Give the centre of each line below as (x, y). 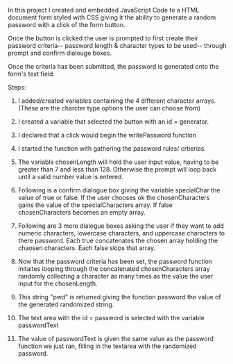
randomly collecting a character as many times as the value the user (115, 276)
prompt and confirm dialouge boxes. (60, 53)
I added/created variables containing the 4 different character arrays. (117, 101)
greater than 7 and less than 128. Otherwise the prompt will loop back (117, 169)
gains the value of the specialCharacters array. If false (95, 205)
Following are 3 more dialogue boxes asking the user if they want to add (121, 226)
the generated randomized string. (66, 304)
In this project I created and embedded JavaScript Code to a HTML (104, 10)
